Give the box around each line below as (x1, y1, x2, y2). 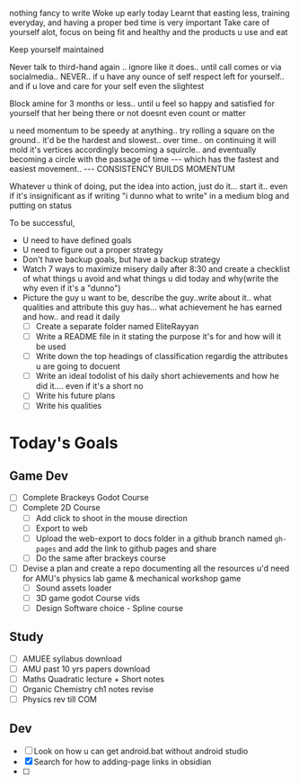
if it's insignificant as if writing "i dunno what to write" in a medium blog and (9, 191, 290, 201)
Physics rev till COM (22, 694, 97, 705)
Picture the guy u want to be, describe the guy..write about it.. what (22, 293, 272, 302)
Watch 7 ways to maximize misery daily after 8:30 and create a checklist (22, 264, 290, 274)
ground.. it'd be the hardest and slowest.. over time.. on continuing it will (9, 135, 277, 145)
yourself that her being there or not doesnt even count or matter (9, 108, 247, 118)
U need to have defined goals (22, 235, 132, 246)
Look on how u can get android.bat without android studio (33, 745, 249, 756)
